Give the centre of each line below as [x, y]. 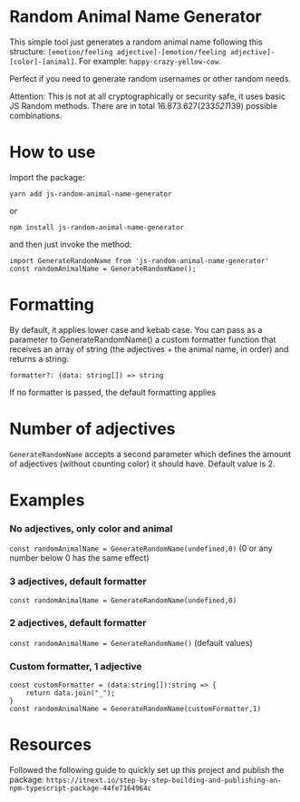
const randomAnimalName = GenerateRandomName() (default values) [131, 642]
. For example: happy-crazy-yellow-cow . [148, 61]
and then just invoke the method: [71, 244]
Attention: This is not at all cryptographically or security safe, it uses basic [148, 96]
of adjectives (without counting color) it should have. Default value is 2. [142, 464]
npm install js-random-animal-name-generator [97, 227]
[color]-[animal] [42, 62]
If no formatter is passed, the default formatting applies [112, 392]
